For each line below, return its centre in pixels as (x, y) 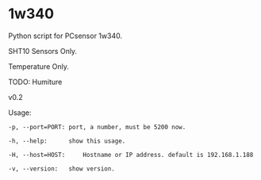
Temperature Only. (38, 66)
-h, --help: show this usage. (67, 141)
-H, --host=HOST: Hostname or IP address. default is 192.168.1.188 (131, 155)
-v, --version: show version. (61, 169)
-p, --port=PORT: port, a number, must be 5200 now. (97, 127)
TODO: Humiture (35, 82)
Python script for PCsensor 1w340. (65, 36)
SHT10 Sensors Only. (43, 51)
